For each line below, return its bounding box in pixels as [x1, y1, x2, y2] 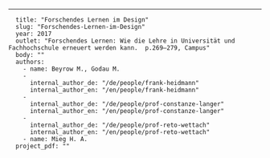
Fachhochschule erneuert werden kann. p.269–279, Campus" [8, 44, 211, 52]
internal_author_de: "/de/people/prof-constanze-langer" [29, 100, 225, 108]
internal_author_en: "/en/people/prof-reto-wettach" [29, 128, 211, 136]
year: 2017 [15, 30, 52, 38]
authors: [15, 58, 45, 66]
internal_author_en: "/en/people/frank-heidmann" [29, 86, 199, 94]
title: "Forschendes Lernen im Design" [15, 16, 149, 24]
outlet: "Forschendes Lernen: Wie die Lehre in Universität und [15, 37, 235, 45]
